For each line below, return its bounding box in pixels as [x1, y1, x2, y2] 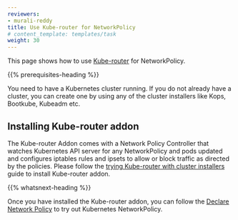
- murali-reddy [7, 17, 53, 24]
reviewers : [7, 10, 40, 18]
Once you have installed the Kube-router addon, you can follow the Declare [7, 197, 230, 206]
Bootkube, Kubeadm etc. [7, 99, 81, 108]
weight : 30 [7, 37, 40, 44]
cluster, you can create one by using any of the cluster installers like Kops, [7, 92, 227, 101]
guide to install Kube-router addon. [7, 169, 111, 178]
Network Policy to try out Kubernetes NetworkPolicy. [7, 204, 163, 213]
